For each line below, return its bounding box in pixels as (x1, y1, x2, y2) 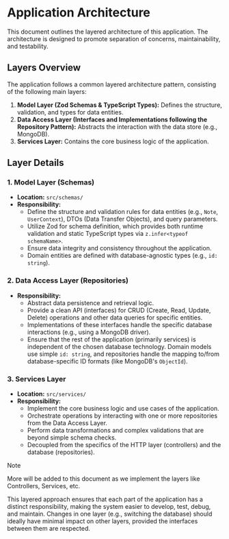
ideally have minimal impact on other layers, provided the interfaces (7, 517, 198, 525)
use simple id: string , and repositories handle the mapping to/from (27, 350, 220, 358)
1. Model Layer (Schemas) (7, 178, 95, 187)
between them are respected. (7, 525, 91, 533)
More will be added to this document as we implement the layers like (7, 475, 200, 483)
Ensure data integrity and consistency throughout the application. (27, 244, 212, 252)
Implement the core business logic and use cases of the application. (27, 405, 220, 413)
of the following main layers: (7, 87, 87, 95)
